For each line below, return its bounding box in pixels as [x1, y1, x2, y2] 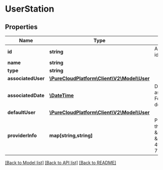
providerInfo [7, 132, 37, 139]
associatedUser [7, 75, 45, 82]
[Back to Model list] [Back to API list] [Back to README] [5, 160, 116, 166]
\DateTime [49, 92, 74, 99]
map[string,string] [49, 132, 93, 139]
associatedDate [7, 92, 45, 99]
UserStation [5, 3, 54, 15]
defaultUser [7, 109, 36, 116]
